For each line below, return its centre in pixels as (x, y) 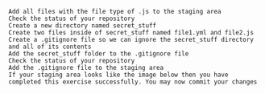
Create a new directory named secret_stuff (83, 26)
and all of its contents (50, 47)
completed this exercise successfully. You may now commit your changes (133, 82)
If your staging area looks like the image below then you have (118, 75)
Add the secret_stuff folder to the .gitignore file (99, 54)
